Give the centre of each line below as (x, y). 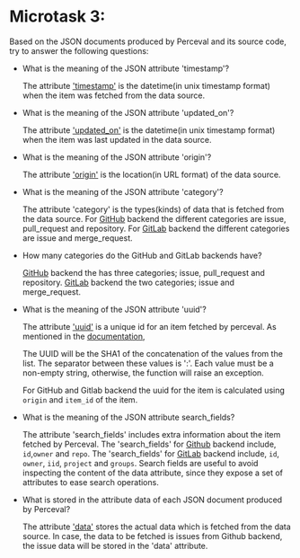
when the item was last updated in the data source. (117, 139)
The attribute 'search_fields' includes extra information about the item (151, 434)
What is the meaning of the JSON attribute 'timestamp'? (126, 68)
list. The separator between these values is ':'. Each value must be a (148, 363)
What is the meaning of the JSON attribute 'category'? (123, 191)
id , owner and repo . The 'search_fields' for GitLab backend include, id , (151, 453)
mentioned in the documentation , (84, 336)
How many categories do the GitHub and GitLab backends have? (142, 255)
